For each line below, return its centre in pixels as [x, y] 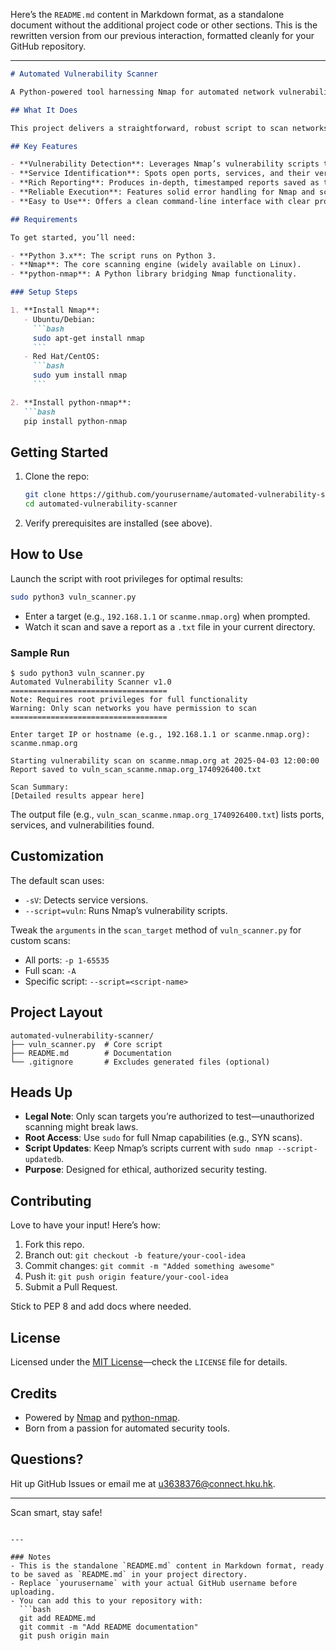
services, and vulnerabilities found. [82, 825]
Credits [34, 1393]
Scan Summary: [40, 787]
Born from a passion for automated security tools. [127, 1428]
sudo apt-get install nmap [88, 338]
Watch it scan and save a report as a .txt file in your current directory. [170, 626]
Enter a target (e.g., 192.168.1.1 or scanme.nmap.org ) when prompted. [167, 616]
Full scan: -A [50, 970]
